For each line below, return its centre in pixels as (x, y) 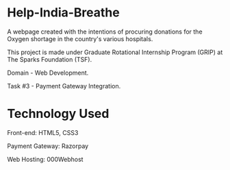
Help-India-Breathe (63, 13)
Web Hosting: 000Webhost (45, 159)
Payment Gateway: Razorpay (48, 146)
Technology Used (58, 114)
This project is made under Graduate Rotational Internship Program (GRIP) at (115, 52)
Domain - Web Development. (48, 73)
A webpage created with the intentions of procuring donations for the (105, 32)
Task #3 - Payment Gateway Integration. (64, 86)
